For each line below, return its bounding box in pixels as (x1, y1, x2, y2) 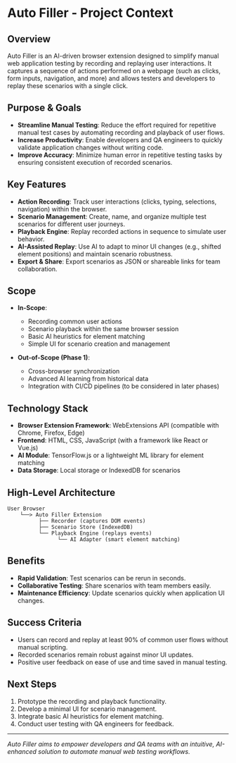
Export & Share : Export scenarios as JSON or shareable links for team (17, 257, 221, 266)
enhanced (7, 747, 37, 755)
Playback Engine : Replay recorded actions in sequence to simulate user (17, 227, 227, 235)
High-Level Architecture (7, 486, 116, 498)
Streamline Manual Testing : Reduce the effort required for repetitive (17, 120, 216, 129)
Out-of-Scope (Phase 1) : (17, 354, 90, 362)
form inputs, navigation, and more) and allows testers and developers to (7, 74, 216, 82)
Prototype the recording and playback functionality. (17, 697, 167, 705)
